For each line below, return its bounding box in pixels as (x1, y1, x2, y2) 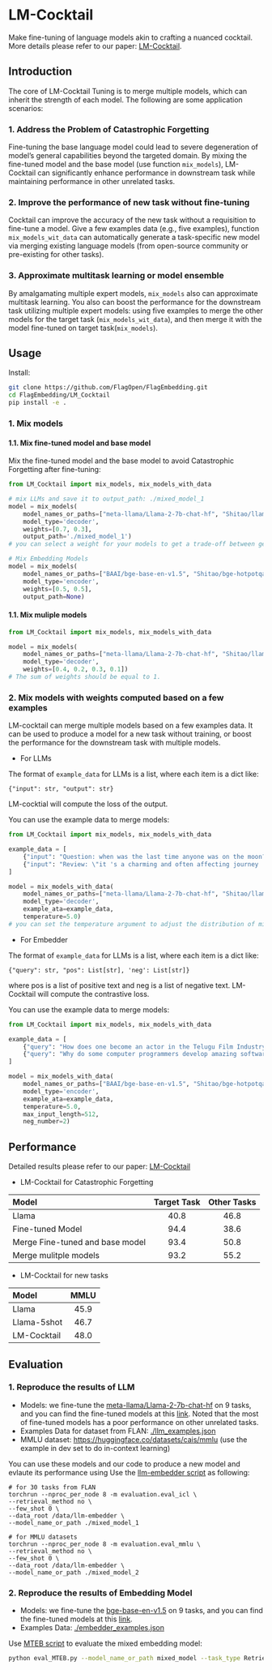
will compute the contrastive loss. (37, 989, 150, 998)
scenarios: (8, 103, 44, 113)
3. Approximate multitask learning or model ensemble (8, 270, 224, 281)
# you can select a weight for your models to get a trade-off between (8, 540, 255, 548)
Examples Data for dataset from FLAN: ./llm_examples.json (19, 1426, 216, 1436)
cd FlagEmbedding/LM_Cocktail (8, 391, 111, 399)
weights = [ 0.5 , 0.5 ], (23, 585, 92, 593)
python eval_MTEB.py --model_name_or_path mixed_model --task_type (8, 1655, 241, 1663)
